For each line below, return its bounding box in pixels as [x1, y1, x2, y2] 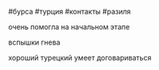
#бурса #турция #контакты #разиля [8, 7, 131, 16]
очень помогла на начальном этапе [8, 22, 130, 31]
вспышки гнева [8, 37, 61, 47]
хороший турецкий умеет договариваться [8, 53, 152, 62]
